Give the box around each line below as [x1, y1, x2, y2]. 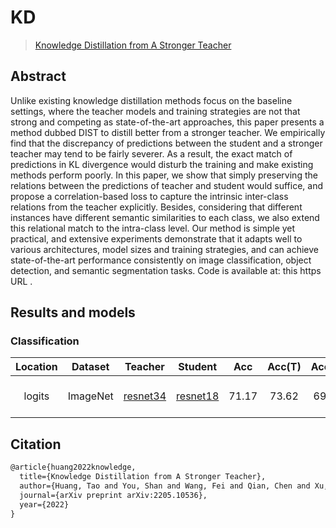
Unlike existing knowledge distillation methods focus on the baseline [10, 94, 293, 106]
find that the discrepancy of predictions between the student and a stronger [10, 137, 323, 149]
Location [15, 360, 58, 374]
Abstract [10, 68, 67, 85]
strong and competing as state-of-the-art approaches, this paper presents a [10, 116, 325, 128]
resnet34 [123, 389, 167, 403]
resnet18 [176, 389, 220, 403]
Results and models [10, 304, 136, 321]
